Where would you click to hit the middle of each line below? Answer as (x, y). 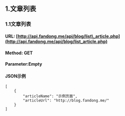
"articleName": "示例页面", (50, 96)
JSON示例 (16, 76)
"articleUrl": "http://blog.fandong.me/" (66, 101)
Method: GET (19, 53)
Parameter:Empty (24, 64)
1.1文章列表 (18, 24)
